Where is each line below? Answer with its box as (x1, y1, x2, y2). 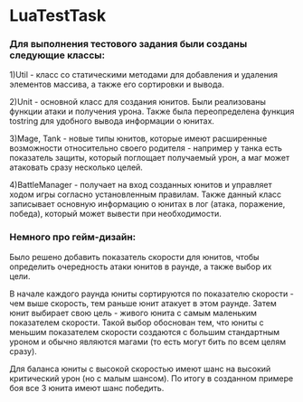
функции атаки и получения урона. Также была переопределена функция (9, 106, 295, 117)
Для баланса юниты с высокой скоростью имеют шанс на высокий (9, 363, 271, 374)
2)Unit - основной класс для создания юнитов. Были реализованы (9, 97, 267, 108)
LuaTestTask (9, 5, 107, 26)
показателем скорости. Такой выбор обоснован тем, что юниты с (9, 317, 264, 328)
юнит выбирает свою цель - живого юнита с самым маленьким (9, 307, 258, 318)
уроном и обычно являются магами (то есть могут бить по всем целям (9, 336, 287, 347)
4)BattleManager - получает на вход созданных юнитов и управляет (9, 180, 273, 191)
